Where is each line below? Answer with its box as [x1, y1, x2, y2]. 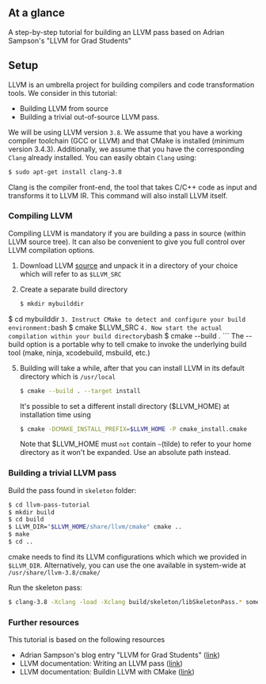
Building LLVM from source [19, 103, 108, 113]
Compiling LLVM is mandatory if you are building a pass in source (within [8, 228, 246, 238]
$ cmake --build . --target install [19, 387, 141, 395]
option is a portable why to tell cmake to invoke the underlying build [26, 339, 247, 349]
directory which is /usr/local [19, 372, 116, 381]
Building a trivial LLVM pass [8, 468, 117, 479]
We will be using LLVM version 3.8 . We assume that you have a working [8, 127, 243, 137]
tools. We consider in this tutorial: [8, 88, 117, 97]
